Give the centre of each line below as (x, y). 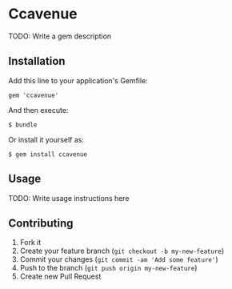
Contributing (41, 223)
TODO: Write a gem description (60, 36)
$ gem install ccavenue (48, 154)
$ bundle (23, 125)
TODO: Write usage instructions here (69, 198)
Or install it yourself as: (46, 139)
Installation (37, 61)
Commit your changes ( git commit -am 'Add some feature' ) (119, 259)
